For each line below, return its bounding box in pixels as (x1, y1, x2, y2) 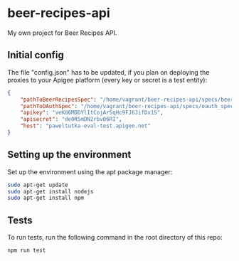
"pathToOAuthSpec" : (20, 102, 78, 110)
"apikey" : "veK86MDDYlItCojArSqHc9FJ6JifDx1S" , (20, 109, 164, 117)
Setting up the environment (7, 149, 132, 161)
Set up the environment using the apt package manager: (7, 167, 173, 176)
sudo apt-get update (7, 181, 69, 188)
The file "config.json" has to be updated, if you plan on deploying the (7, 68, 210, 76)
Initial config (7, 49, 64, 61)
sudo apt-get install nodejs (7, 188, 94, 195)
